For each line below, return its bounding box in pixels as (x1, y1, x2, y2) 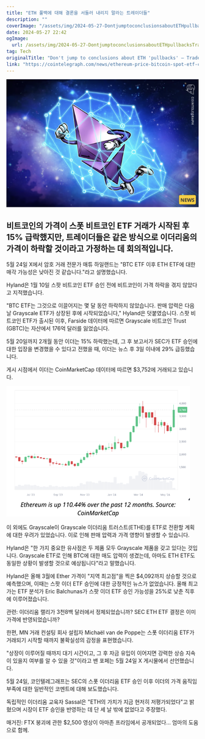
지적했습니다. (12, 289, 45, 296)
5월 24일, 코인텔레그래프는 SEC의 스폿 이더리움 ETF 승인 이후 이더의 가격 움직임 (6, 677, 197, 685)
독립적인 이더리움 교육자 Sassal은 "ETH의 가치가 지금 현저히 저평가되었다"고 (6, 698, 188, 705)
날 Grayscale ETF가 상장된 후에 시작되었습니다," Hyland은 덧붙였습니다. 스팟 (6, 310, 190, 317)
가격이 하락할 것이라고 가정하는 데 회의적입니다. (6, 244, 174, 254)
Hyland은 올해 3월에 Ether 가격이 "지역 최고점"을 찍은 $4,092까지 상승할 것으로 (6, 573, 197, 580)
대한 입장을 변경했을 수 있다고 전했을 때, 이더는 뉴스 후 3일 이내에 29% (6, 345, 174, 353)
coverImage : (6, 23, 37, 29)
